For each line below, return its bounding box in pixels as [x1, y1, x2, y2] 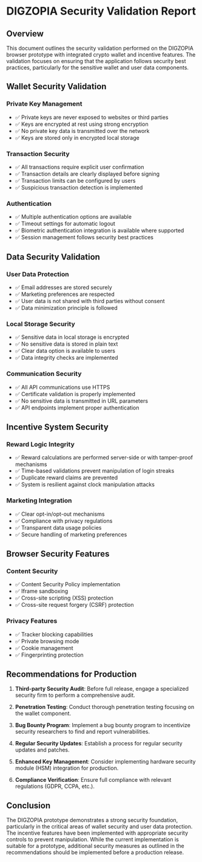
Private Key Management [6, 100, 83, 108]
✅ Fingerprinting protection [15, 651, 84, 658]
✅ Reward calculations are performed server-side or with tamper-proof [15, 454, 193, 461]
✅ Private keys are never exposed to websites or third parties [15, 114, 169, 121]
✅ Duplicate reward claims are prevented [15, 474, 118, 481]
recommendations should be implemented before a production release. [6, 849, 184, 856]
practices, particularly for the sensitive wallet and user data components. [6, 64, 189, 71]
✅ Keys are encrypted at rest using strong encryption [15, 120, 149, 128]
